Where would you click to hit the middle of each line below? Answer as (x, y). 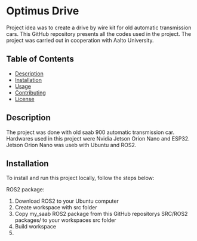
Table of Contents (40, 59)
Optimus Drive (43, 11)
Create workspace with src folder (56, 208)
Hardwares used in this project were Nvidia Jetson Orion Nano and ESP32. (98, 138)
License (24, 99)
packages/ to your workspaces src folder (65, 220)
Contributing (30, 92)
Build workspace (36, 227)
